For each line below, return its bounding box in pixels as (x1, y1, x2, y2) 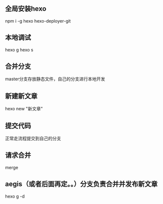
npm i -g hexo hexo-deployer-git (5, 18, 71, 24)
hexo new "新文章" (5, 106, 43, 112)
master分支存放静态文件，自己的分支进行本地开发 (5, 76, 106, 82)
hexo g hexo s (5, 47, 33, 52)
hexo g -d (5, 193, 25, 199)
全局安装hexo (5, 4, 47, 13)
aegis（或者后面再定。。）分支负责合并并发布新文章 (5, 180, 158, 188)
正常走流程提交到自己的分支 (5, 135, 61, 141)
